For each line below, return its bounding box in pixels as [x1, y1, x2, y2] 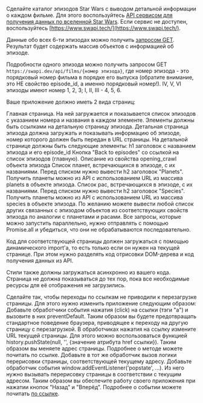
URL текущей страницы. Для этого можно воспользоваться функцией [6, 332, 187, 339]
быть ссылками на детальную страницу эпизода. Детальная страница [6, 123, 189, 130]
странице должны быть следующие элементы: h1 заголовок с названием [6, 142, 196, 149]
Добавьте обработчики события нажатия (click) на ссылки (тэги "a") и [6, 306, 188, 313]
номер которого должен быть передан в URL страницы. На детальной [6, 136, 188, 143]
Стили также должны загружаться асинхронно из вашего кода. [6, 269, 171, 276]
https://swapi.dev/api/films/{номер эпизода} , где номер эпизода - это [6, 67, 189, 75]
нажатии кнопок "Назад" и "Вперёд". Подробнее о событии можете [6, 384, 182, 390]
